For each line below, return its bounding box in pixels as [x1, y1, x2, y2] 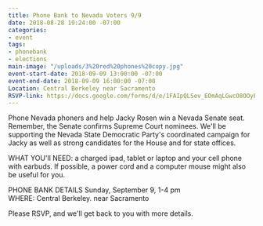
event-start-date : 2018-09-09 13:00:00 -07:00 [8, 70, 163, 78]
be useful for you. [8, 170, 65, 180]
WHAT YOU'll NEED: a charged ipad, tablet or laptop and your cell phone [8, 154, 243, 163]
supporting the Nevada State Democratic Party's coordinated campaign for [8, 130, 250, 140]
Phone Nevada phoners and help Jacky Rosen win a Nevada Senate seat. [8, 113, 245, 122]
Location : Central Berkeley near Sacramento [8, 84, 156, 93]
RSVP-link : [8, 92, 44, 100]
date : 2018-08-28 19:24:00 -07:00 [8, 19, 121, 27]
